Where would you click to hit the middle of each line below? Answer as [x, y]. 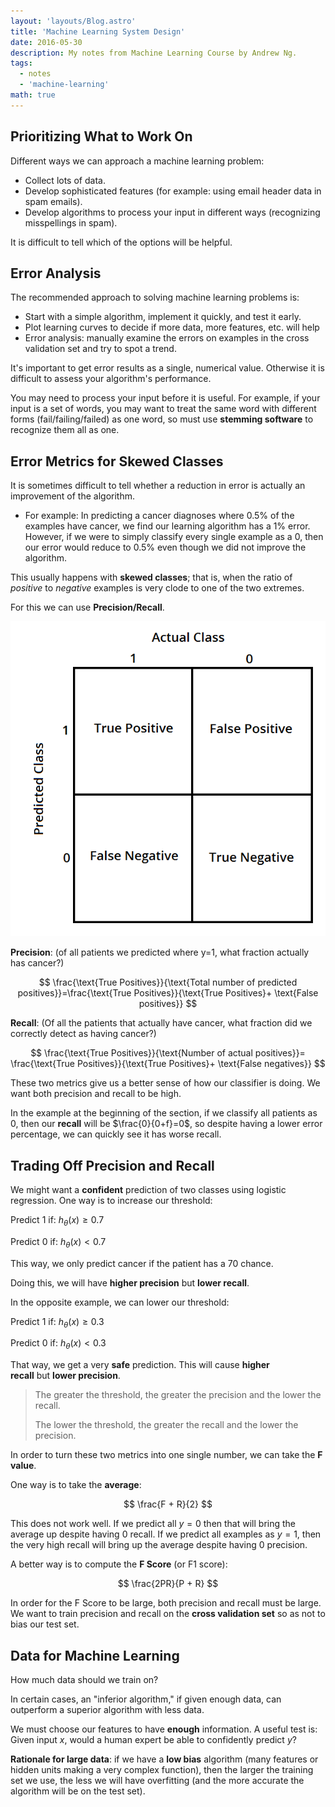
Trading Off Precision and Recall [112, 1165]
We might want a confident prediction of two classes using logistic [148, 1189]
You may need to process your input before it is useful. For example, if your [165, 398]
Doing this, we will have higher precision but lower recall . [130, 1282]
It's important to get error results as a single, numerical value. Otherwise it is [167, 368]
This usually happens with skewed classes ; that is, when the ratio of [151, 577]
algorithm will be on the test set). [78, 1791]
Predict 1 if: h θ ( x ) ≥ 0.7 [57, 1221]
